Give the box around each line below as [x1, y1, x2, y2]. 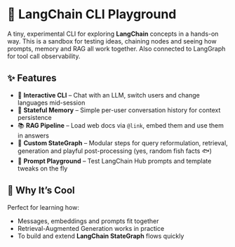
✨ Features [7, 72, 57, 84]
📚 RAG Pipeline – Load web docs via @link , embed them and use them [17, 121, 224, 129]
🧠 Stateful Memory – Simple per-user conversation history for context [17, 105, 221, 114]
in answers [17, 131, 49, 140]
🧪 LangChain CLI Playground [7, 6, 177, 22]
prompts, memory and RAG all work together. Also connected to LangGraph [7, 44, 226, 53]
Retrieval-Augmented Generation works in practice [17, 224, 165, 232]
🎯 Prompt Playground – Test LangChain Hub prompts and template [17, 156, 212, 165]
